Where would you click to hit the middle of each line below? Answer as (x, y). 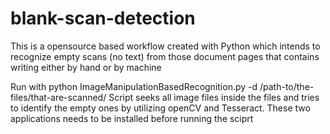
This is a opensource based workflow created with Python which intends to (165, 46)
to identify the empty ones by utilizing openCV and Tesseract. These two (160, 108)
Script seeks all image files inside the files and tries (214, 97)
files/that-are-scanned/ (58, 97)
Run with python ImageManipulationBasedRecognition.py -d (134, 86)
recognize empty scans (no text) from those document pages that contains (165, 56)
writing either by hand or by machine (86, 67)
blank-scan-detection (103, 18)
